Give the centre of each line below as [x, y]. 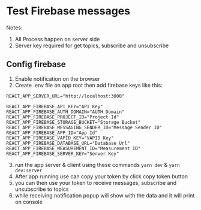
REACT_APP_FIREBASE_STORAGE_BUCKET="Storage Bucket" [73, 122]
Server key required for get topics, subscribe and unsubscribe [92, 45]
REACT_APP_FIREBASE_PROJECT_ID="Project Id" [63, 117]
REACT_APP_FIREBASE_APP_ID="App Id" [52, 133]
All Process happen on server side [57, 39]
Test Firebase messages [68, 11]
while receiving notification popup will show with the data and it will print [105, 195]
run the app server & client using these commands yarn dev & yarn [97, 165]
